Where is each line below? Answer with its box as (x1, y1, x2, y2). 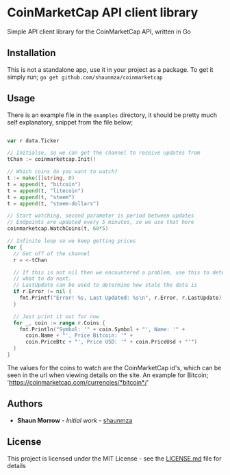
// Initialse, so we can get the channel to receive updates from (7, 149, 201, 157)
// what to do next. (13, 275, 72, 282)
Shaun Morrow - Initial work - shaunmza (16, 416, 133, 424)
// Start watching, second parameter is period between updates (7, 212, 194, 220)
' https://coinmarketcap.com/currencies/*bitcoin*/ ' (7, 378, 149, 386)
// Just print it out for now (13, 313, 99, 320)
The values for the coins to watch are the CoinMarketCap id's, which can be (7, 363, 222, 372)
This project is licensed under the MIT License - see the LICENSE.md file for (7, 454, 222, 463)
